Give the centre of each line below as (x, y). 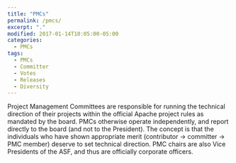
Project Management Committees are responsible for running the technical (116, 106)
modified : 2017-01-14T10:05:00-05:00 (63, 34)
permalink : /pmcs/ (34, 21)
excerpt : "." (27, 27)
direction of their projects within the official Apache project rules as (106, 114)
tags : (15, 54)
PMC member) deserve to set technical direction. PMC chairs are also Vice (117, 144)
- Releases (30, 80)
